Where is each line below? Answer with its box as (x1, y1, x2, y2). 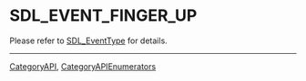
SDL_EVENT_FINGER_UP (9, 5, 198, 26)
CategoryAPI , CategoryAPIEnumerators (9, 60, 157, 72)
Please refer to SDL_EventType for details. (9, 35, 168, 46)
